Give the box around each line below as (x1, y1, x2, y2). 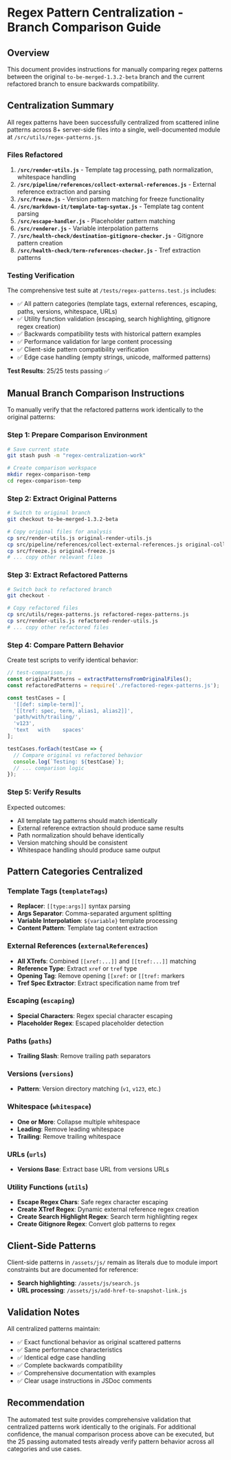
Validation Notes (7, 1306, 80, 1318)
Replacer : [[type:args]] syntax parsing (16, 902, 131, 911)
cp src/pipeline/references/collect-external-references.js (7, 541, 184, 548)
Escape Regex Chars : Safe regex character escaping (16, 1198, 168, 1206)
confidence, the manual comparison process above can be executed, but (7, 1430, 214, 1438)
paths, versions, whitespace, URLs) (16, 307, 118, 316)
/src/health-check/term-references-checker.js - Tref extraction (16, 246, 201, 254)
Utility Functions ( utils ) (7, 1182, 89, 1192)
